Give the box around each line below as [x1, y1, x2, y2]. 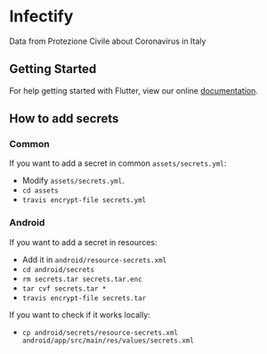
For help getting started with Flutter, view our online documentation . [9, 85, 258, 95]
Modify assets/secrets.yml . [21, 176, 125, 186]
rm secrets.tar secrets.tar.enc [21, 275, 142, 284]
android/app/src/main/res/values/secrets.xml [21, 336, 194, 345]
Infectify [9, 6, 74, 27]
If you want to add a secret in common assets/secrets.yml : [9, 158, 227, 169]
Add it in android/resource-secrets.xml [21, 254, 167, 265]
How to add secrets [9, 111, 119, 127]
